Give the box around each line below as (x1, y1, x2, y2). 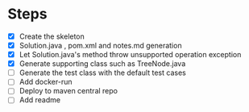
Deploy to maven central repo (19, 86, 118, 96)
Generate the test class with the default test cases (19, 68, 186, 77)
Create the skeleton (19, 31, 85, 41)
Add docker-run (19, 77, 73, 87)
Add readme (19, 95, 61, 105)
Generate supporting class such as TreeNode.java (19, 59, 186, 68)
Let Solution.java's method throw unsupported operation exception (19, 50, 242, 60)
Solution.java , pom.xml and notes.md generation (19, 41, 182, 50)
